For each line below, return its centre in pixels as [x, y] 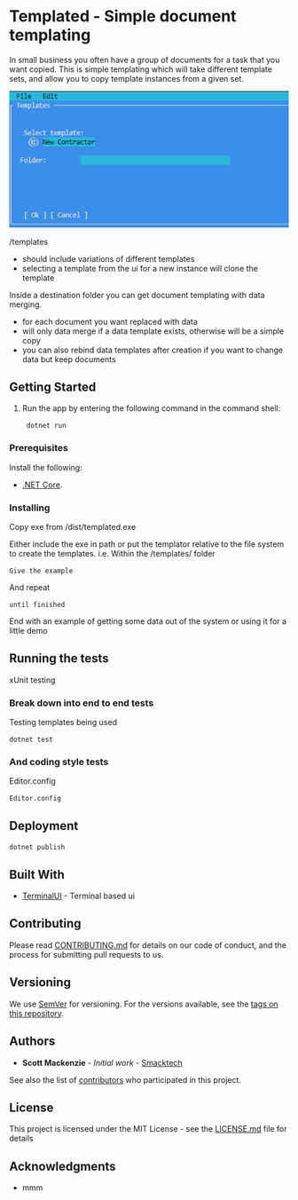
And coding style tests [59, 762]
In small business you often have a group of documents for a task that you [145, 59]
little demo [28, 631]
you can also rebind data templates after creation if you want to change [153, 350]
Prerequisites [39, 448]
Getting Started [53, 387]
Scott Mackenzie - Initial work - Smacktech [102, 1062]
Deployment [44, 826]
